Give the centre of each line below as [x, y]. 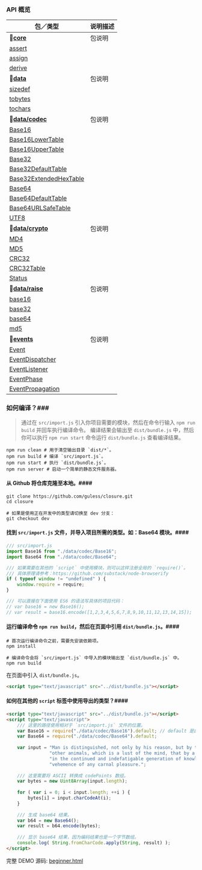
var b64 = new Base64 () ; [48, 821]
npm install [21, 646]
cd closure [20, 501]
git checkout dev [28, 518]
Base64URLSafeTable [40, 208]
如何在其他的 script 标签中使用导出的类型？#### [67, 701]
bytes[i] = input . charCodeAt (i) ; [70, 798]
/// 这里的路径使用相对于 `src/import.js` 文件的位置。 [81, 725]
